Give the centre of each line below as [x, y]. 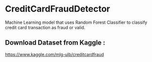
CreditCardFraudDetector [58, 9]
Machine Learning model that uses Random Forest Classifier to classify [76, 22]
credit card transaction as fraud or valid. [45, 27]
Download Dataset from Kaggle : [55, 43]
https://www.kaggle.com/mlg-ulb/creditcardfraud [55, 54]
